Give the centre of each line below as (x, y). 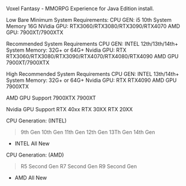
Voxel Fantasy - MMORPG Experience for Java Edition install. (80, 9)
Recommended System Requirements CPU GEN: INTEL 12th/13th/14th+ (92, 44)
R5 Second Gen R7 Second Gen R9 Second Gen (79, 166)
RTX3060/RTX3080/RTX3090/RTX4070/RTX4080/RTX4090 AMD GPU (92, 56)
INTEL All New (32, 143)
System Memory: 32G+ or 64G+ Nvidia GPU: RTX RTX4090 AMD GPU (92, 80)
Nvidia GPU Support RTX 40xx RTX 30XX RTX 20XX (69, 109)
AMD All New (31, 178)
